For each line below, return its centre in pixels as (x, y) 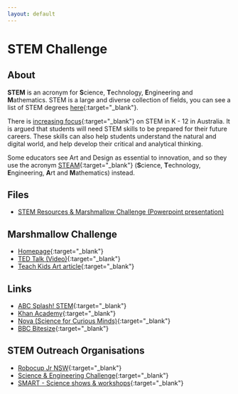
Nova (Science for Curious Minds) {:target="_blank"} (94, 321)
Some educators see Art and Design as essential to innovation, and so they (117, 158)
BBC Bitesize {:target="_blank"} (63, 329)
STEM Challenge (58, 49)
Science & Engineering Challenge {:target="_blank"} (93, 375)
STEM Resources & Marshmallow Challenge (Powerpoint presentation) (121, 212)
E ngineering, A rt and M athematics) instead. (71, 173)
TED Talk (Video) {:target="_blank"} (69, 259)
